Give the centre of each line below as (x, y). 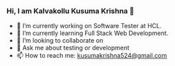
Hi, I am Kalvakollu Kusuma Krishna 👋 (70, 11)
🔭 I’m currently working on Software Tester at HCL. (89, 26)
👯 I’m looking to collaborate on (60, 41)
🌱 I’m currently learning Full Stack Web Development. (92, 33)
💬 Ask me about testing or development (73, 48)
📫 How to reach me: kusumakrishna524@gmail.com (92, 56)
